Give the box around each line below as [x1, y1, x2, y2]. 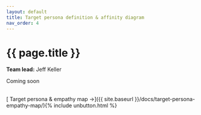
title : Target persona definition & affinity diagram [6, 14, 145, 20]
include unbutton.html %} [53, 102, 118, 109]
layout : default [6, 8, 47, 15]
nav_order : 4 [6, 20, 39, 26]
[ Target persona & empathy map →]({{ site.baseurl [6, 96, 134, 103]
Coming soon [6, 78, 40, 85]
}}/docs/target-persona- [135, 96, 195, 103]
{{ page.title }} [6, 46, 81, 60]
